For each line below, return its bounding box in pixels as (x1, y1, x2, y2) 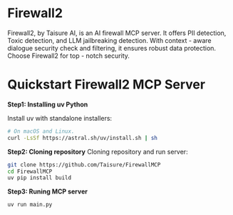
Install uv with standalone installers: (7, 114, 113, 122)
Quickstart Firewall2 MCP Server (7, 76, 205, 93)
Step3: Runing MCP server (7, 187, 88, 196)
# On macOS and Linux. (7, 127, 75, 135)
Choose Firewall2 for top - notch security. (7, 51, 130, 60)
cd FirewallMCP (7, 168, 53, 175)
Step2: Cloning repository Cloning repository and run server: (7, 147, 188, 156)
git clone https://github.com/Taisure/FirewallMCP (7, 161, 161, 169)
